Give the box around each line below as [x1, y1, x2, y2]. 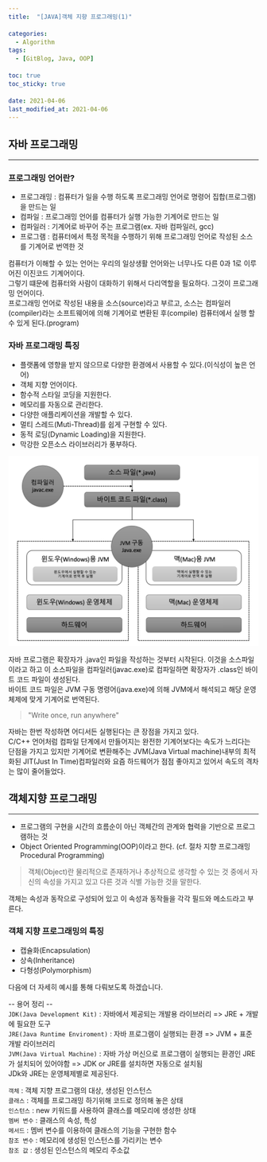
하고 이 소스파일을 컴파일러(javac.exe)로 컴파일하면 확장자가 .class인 [29, 664, 244, 674]
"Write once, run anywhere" [27, 710, 119, 720]
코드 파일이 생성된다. [16, 674, 81, 684]
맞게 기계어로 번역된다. [29, 694, 100, 704]
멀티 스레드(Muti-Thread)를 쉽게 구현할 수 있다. [19, 419, 168, 429]
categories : [8, 29, 48, 37]
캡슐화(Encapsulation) [19, 945, 91, 954]
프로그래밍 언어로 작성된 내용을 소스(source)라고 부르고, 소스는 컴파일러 [8, 298, 231, 308]
